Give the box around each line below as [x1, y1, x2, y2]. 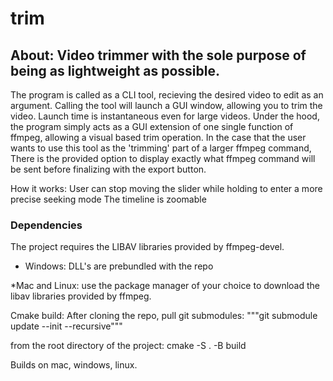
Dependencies [10, 218, 83, 232]
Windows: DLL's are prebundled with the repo [24, 260, 214, 272]
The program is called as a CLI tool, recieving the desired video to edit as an [10, 89, 324, 101]
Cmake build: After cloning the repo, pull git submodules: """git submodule [10, 310, 318, 322]
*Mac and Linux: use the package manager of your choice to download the [10, 280, 321, 292]
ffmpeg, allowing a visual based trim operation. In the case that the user [10, 132, 307, 143]
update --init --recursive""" [10, 320, 123, 332]
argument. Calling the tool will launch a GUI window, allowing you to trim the [10, 100, 323, 111]
